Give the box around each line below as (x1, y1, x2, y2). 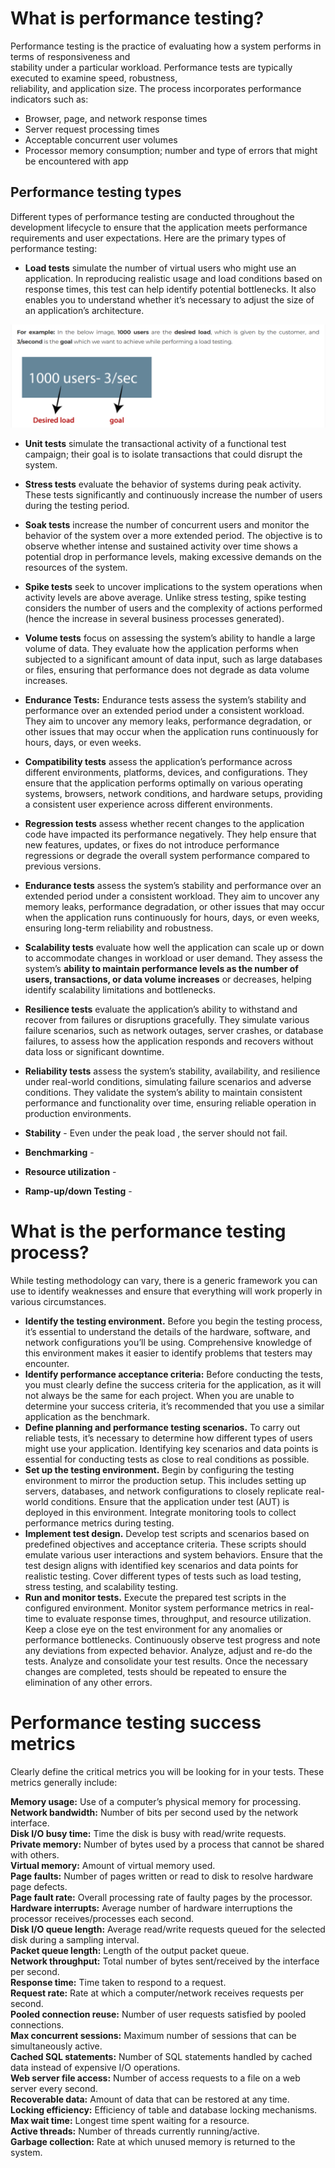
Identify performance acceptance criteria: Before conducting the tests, (24, 1368, 324, 1381)
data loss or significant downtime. (24, 1046, 165, 1058)
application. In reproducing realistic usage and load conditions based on (24, 272, 323, 284)
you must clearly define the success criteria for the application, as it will (24, 1379, 322, 1391)
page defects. (10, 1881, 68, 1892)
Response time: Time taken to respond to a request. (10, 1977, 227, 1988)
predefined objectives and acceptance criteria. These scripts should (24, 1538, 307, 1551)
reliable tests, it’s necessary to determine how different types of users (24, 1432, 313, 1444)
